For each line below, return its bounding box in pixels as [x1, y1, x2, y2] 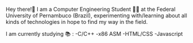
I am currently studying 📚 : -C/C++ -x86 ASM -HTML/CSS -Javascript [5, 30, 183, 37]
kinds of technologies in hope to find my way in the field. [5, 19, 148, 25]
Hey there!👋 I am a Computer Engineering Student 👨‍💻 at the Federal [5, 6, 176, 13]
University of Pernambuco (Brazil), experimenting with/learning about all [5, 12, 188, 19]
